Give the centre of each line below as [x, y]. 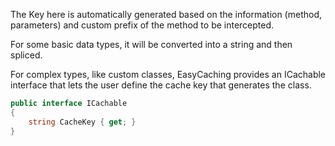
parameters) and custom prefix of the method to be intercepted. [142, 25]
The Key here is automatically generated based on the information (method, [166, 14]
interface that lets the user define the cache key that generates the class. [161, 85]
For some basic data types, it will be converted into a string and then [151, 44]
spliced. [26, 55]
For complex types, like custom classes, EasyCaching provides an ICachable [168, 74]
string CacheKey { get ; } [82, 122]
